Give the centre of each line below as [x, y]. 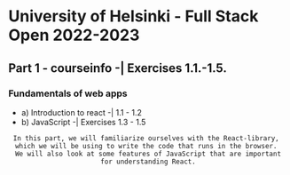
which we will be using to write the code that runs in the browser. [146, 146]
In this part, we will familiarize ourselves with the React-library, [146, 138]
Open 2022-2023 [74, 35]
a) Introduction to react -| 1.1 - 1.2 [82, 112]
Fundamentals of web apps [68, 93]
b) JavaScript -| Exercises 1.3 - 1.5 [83, 122]
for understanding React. [148, 162]
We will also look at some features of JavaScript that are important [148, 154]
